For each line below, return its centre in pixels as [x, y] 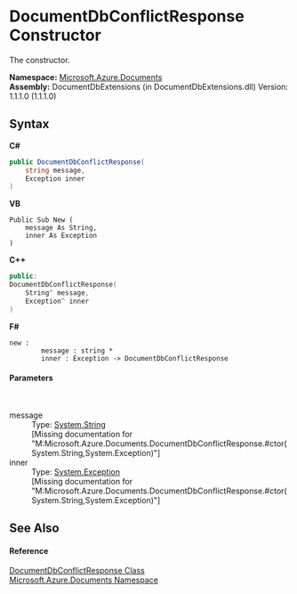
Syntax [29, 124]
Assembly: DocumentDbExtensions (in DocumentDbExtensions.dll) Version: [149, 86]
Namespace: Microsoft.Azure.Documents [86, 77]
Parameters [31, 378]
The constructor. [40, 60]
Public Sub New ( [41, 220]
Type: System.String [69, 424]
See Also [34, 529]
